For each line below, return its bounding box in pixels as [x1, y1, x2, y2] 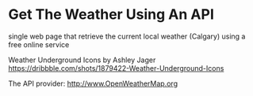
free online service [8, 39, 70, 49]
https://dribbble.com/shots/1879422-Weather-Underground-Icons [8, 63, 224, 72]
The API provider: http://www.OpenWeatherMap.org [8, 79, 178, 88]
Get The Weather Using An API [8, 6, 214, 24]
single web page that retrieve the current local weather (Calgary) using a [8, 31, 246, 41]
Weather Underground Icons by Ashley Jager [8, 55, 156, 65]
